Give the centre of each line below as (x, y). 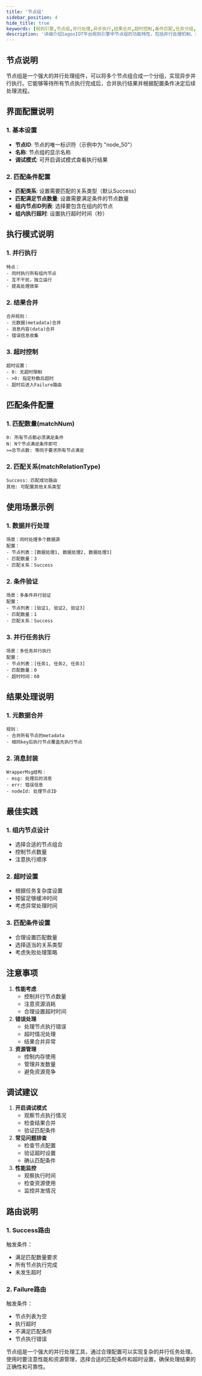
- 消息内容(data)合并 (31, 329)
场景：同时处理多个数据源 (33, 540)
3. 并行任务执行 (29, 637)
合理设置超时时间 (45, 1011)
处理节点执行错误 (45, 1026)
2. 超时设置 (22, 877)
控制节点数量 (31, 852)
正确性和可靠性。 (27, 1367)
